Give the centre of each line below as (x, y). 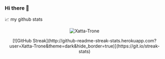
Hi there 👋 (17, 8)
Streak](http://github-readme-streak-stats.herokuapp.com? (95, 41)
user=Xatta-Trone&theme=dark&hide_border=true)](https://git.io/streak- (85, 46)
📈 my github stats (24, 19)
